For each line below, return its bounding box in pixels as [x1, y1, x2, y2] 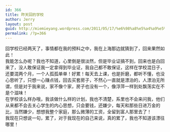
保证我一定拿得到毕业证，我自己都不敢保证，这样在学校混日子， [31, 64, 165, 70]
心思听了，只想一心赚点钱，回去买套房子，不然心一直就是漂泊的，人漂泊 [5, 77, 156, 83]
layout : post [5, 21, 33, 27]
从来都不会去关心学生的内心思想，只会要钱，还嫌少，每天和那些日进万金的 [5, 102, 160, 108]
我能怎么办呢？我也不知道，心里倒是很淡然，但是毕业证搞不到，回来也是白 [5, 58, 160, 64]
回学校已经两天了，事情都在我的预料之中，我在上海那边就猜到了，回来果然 [5, 46, 160, 51]
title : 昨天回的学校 [5, 12, 44, 17]
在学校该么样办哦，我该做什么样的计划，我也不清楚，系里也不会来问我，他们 [5, 96, 165, 102]
